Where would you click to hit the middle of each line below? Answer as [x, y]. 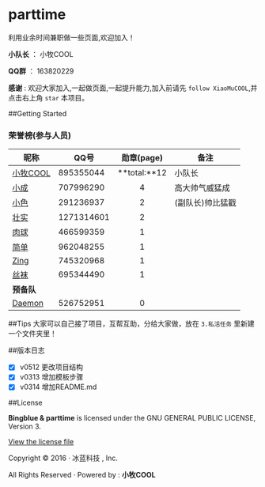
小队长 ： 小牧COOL [41, 54]
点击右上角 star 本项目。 [49, 97]
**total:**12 [142, 173]
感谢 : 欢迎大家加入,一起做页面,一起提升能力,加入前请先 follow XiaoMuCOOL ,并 [133, 88]
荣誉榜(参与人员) [40, 135]
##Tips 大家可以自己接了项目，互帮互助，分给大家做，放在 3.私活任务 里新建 [131, 324]
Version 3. [25, 427]
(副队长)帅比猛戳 [205, 203]
